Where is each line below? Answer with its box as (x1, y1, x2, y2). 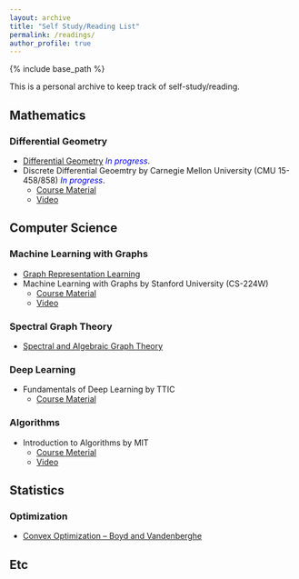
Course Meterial (35, 446, 97, 457)
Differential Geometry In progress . (22, 155, 151, 166)
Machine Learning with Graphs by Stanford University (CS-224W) (22, 278, 269, 289)
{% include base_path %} (9, 64, 105, 75)
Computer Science (9, 220, 118, 236)
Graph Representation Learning (22, 268, 141, 279)
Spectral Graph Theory (9, 320, 113, 333)
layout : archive (9, 13, 71, 23)
